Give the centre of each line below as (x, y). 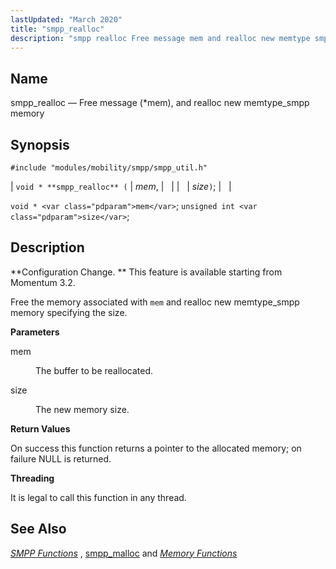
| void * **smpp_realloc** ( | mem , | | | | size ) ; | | (121, 186)
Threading (32, 478)
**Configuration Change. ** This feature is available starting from (146, 272)
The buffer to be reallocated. (94, 370)
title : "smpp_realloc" (57, 29)
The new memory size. (82, 409)
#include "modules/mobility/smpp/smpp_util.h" (109, 168)
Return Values (40, 428)
